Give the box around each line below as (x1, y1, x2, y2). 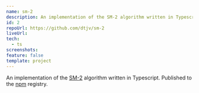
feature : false (6, 52, 44, 58)
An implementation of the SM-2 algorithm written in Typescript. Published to (6, 74, 192, 81)
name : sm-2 (6, 8, 33, 15)
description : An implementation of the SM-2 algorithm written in (6, 14, 174, 20)
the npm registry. (6, 80, 48, 87)
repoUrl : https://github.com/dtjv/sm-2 (6, 25, 105, 31)
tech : (6, 36, 20, 42)
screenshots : (6, 47, 38, 53)
